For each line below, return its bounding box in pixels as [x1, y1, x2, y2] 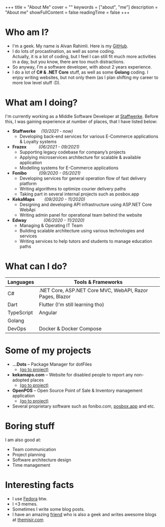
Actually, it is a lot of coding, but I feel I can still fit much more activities [12, 53, 156, 59]
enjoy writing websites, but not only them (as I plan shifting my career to [12, 74, 159, 80]
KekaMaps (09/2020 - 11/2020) [12, 196, 85, 202]
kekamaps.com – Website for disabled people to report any [12, 372, 134, 377]
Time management [12, 462, 51, 468]
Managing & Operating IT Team [19, 222, 83, 228]
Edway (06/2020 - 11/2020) [12, 217, 85, 223]
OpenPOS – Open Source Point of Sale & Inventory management [12, 387, 143, 393]
